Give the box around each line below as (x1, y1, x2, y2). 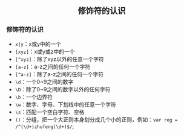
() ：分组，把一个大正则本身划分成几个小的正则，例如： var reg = (15, 115, 178, 123)
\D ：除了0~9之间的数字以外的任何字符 (15, 85, 111, 92)
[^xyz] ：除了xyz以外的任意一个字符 (15, 55, 104, 62)
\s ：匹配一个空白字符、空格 (15, 108, 85, 115)
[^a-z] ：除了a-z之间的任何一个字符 (15, 70, 104, 77)
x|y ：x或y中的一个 (15, 40, 62, 47)
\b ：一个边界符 (15, 93, 53, 100)
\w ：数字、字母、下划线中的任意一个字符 (15, 100, 117, 108)
